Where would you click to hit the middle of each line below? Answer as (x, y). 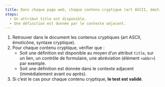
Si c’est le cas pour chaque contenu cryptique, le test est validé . (78, 79)
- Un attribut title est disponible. (48, 19)
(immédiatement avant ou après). (53, 74)
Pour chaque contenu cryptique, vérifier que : (58, 48)
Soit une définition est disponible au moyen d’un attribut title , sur (86, 53)
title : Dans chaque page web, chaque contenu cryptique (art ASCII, (77, 10)
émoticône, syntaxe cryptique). (44, 43)
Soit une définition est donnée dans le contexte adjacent (77, 69)
